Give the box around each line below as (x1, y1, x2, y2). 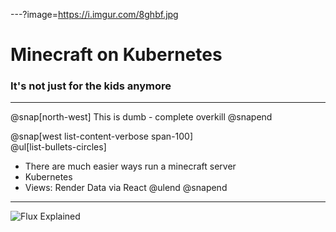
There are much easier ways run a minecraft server (24, 160, 237, 173)
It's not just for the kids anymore (10, 79, 172, 93)
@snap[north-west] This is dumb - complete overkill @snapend (10, 111, 273, 123)
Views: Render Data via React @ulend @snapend (24, 182, 228, 194)
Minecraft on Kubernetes (10, 44, 223, 66)
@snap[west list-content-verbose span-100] (10, 130, 194, 143)
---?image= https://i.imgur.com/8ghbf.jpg (10, 9, 179, 20)
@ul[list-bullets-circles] (10, 141, 107, 153)
